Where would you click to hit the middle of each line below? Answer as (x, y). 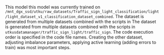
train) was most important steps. (38, 47)
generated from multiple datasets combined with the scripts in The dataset (81, 22)
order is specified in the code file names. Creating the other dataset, (74, 37)
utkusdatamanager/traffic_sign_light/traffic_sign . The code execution (79, 32)
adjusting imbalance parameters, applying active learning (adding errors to (81, 42)
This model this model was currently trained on (53, 7)
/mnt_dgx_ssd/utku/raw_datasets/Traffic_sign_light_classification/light (82, 12)
